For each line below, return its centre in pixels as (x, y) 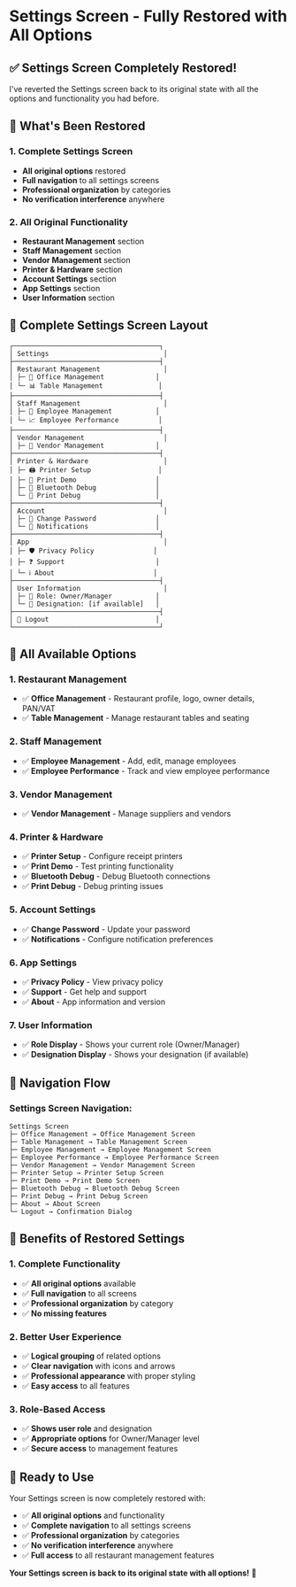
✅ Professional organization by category (98, 1303)
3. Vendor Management (61, 794)
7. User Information (51, 1025)
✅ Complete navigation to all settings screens (106, 1526)
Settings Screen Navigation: (71, 1108)
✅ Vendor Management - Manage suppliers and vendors (126, 814)
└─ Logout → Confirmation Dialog (71, 1212)
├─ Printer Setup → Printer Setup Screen (87, 1173)
